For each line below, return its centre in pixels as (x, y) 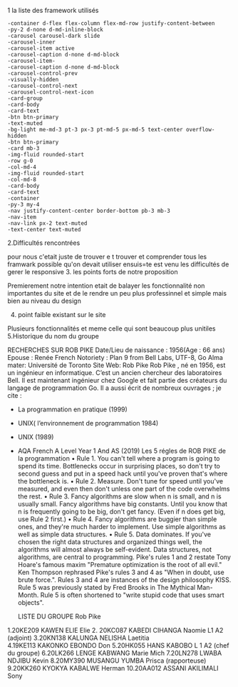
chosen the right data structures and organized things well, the (110, 542)
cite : (15, 395)
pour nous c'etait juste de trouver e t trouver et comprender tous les (107, 257)
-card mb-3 (24, 149)
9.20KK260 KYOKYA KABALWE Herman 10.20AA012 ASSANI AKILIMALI (113, 668)
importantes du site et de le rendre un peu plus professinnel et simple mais (117, 293)
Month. (28, 595)
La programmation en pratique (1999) (73, 409)
